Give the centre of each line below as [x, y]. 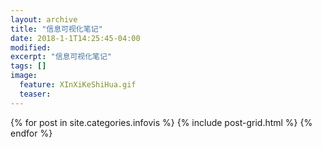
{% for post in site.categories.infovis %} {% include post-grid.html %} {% [161, 122]
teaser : [35, 94]
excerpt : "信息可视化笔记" [61, 57]
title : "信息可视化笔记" [56, 29]
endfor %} [31, 133]
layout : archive [44, 19]
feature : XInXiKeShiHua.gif [78, 85]
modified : [31, 47]
